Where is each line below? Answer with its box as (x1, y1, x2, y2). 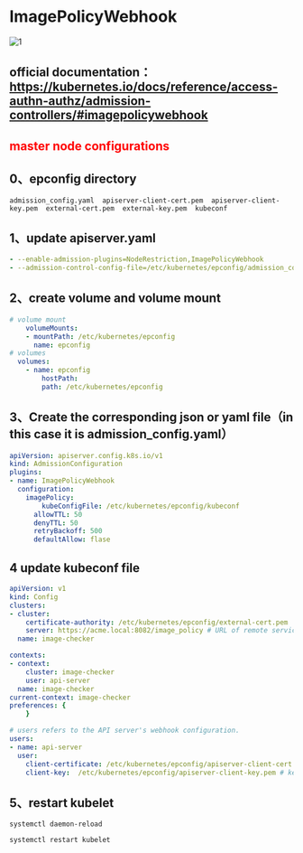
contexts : (9, 651, 47, 661)
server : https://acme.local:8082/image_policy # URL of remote (25, 626, 269, 635)
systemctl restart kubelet (9, 836, 111, 845)
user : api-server (25, 676, 91, 685)
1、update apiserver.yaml (9, 230, 156, 246)
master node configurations (9, 138, 170, 154)
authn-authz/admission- (9, 93, 151, 109)
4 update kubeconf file (9, 560, 140, 576)
